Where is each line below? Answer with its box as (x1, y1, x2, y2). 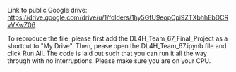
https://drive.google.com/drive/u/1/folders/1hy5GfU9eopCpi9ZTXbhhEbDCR (7, 13, 229, 22)
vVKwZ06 (7, 21, 36, 29)
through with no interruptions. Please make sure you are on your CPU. (7, 57, 211, 65)
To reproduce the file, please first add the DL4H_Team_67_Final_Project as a (7, 34, 228, 43)
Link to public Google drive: (7, 6, 88, 14)
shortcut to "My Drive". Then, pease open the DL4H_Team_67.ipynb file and (7, 42, 227, 50)
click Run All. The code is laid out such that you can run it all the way (7, 49, 207, 57)
